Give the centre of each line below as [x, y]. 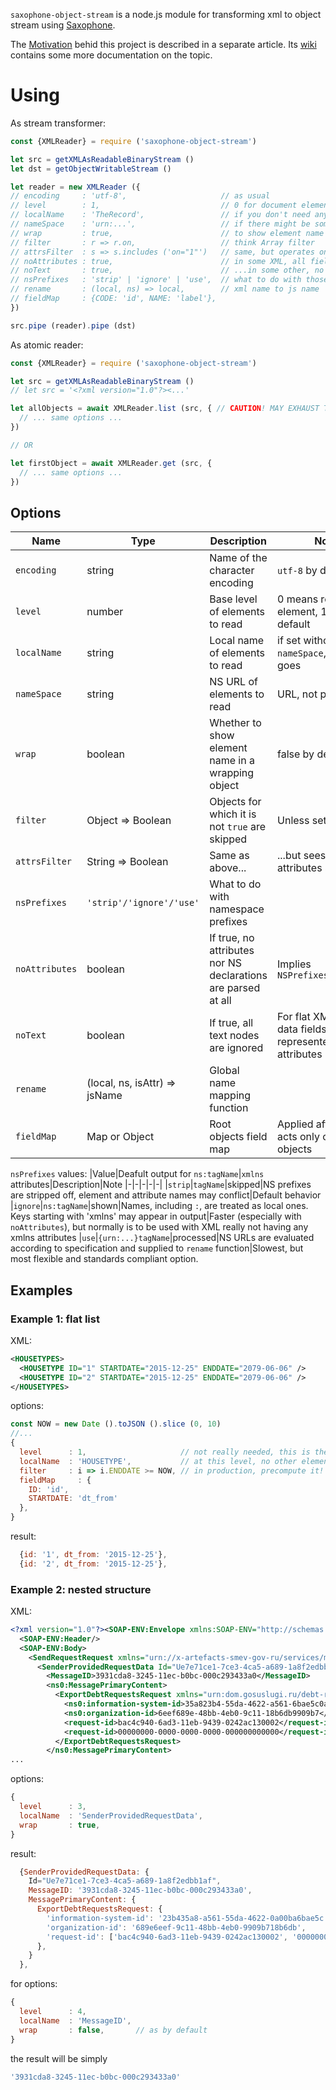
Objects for [235, 802]
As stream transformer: [58, 123]
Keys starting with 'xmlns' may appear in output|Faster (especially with [156, 1216]
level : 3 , [53, 1807]
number [105, 612]
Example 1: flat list [55, 1319]
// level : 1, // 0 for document [154, 205]
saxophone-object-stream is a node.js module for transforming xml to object [166, 14]
